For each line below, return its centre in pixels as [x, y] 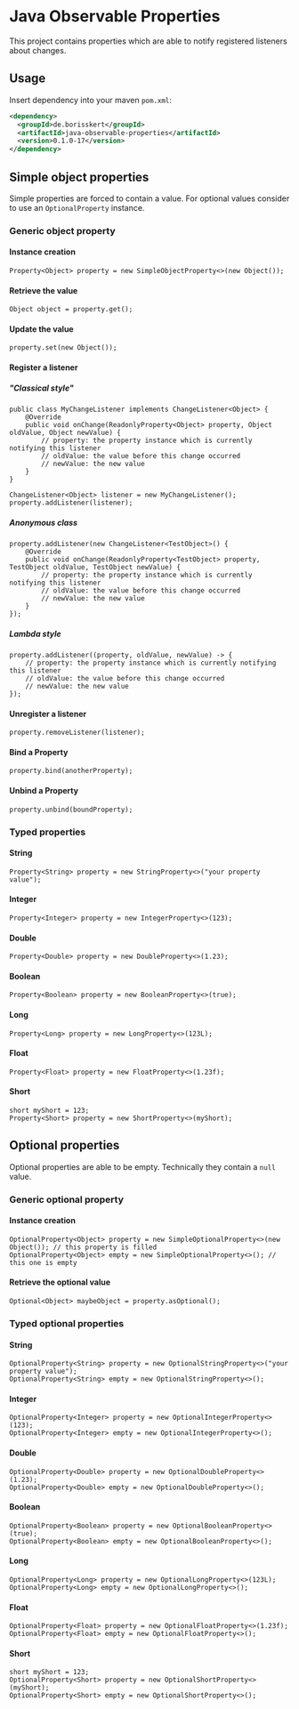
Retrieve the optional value [60, 1282]
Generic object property [62, 230]
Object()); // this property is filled [83, 1247]
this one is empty [43, 1262]
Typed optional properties [67, 1323]
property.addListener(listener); [71, 503]
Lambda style [36, 633]
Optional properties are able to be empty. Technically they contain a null [142, 1166]
